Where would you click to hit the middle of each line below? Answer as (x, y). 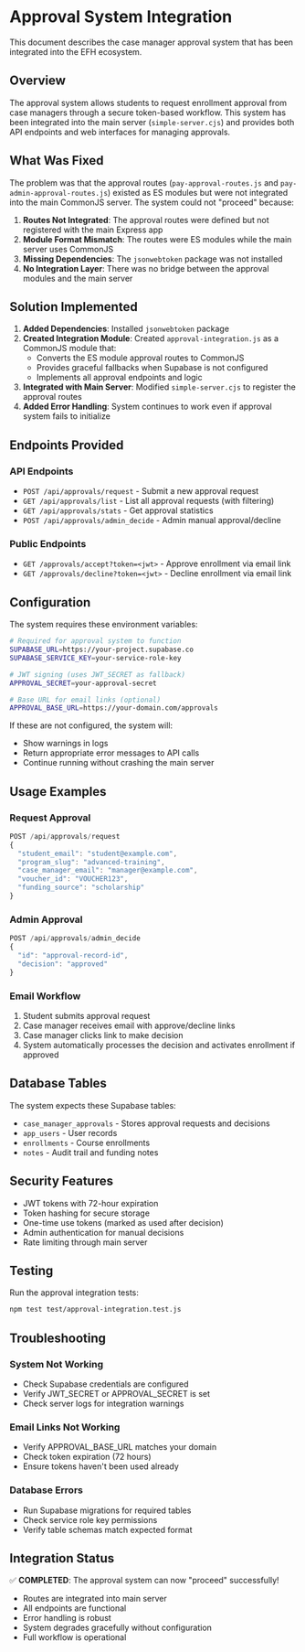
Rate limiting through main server (85, 1242)
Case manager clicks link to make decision (103, 1035)
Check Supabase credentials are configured (105, 1384)
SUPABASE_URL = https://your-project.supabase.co (102, 650)
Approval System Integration (121, 17)
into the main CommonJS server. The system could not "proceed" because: (152, 202)
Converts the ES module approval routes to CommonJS (140, 358)
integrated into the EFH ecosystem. (76, 51)
